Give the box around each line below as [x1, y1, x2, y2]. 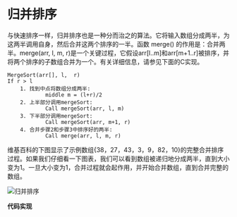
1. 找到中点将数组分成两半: [20, 85, 91, 92]
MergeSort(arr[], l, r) [7, 71, 80, 78]
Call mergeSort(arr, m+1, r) [44, 118, 131, 125]
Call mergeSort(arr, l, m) [44, 105, 125, 112]
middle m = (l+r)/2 [44, 91, 102, 99]
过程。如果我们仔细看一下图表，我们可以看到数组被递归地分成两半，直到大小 [7, 154, 230, 163]
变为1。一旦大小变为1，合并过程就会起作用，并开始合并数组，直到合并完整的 [7, 163, 229, 171]
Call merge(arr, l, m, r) [44, 132, 121, 139]
